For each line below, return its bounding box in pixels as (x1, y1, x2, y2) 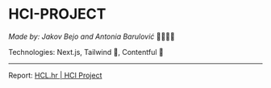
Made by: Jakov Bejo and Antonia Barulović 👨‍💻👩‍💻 (8, 31, 175, 41)
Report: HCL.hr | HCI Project (8, 70, 102, 80)
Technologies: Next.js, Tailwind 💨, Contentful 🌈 (8, 47, 164, 57)
